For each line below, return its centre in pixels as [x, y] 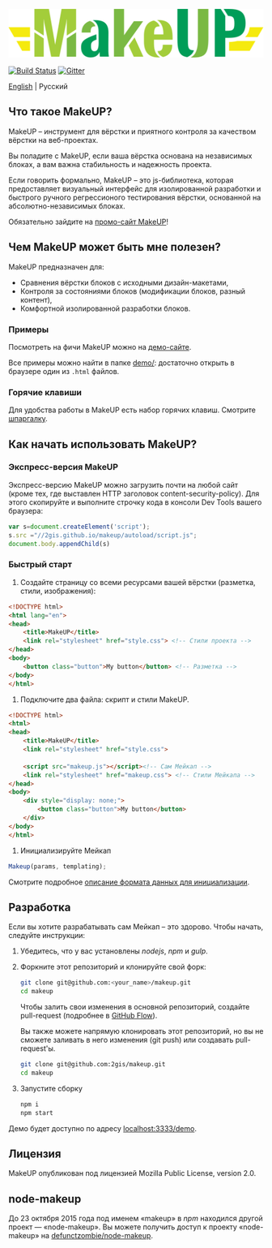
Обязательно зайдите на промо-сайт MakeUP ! [88, 222]
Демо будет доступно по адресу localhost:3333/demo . [102, 1128]
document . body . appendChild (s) [59, 544]
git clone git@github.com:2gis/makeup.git [93, 1065]
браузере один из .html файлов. [64, 371]
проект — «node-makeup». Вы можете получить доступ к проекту [123, 1227]
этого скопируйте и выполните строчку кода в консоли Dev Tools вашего [135, 502]
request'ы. [38, 1048]
